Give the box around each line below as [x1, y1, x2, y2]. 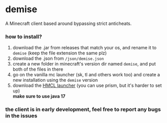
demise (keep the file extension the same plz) [12, 50, 107, 56]
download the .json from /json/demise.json [12, 55, 104, 61]
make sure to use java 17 [12, 93, 66, 100]
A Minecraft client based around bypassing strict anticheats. [5, 20, 132, 26]
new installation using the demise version [12, 77, 98, 83]
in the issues [5, 112, 38, 119]
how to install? [5, 33, 42, 40]
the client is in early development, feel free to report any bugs [5, 106, 161, 113]
